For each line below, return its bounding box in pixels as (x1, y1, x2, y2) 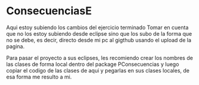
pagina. (6, 43, 25, 50)
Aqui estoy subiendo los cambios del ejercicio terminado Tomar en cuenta (6, 24, 189, 31)
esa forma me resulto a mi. (6, 73, 72, 80)
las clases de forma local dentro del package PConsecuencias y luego (6, 61, 179, 68)
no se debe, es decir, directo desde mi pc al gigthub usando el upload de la (6, 36, 192, 43)
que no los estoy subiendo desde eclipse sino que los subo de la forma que (6, 30, 192, 37)
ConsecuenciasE (6, 4, 92, 18)
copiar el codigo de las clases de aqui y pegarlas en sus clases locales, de (6, 67, 190, 74)
